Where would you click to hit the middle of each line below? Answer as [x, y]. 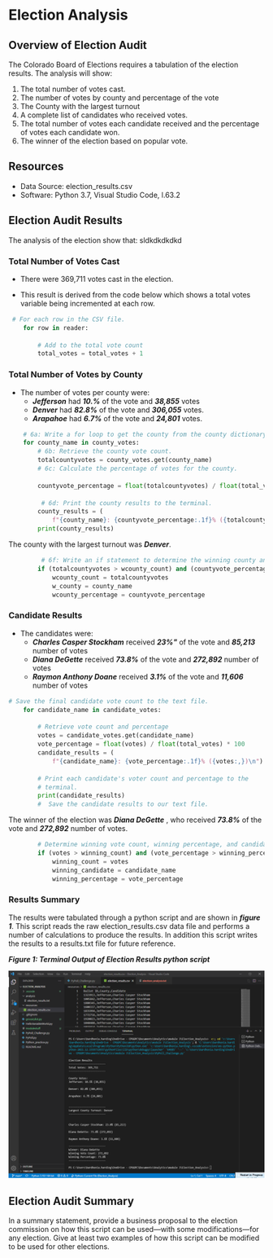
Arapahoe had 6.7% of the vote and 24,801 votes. [117, 418]
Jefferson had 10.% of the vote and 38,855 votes [116, 401]
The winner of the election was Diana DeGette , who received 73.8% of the [135, 820]
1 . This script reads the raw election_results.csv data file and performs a [129, 926]
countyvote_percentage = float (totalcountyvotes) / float [138, 486]
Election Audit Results [66, 220]
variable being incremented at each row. [88, 303]
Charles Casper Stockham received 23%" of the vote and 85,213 [144, 642]
